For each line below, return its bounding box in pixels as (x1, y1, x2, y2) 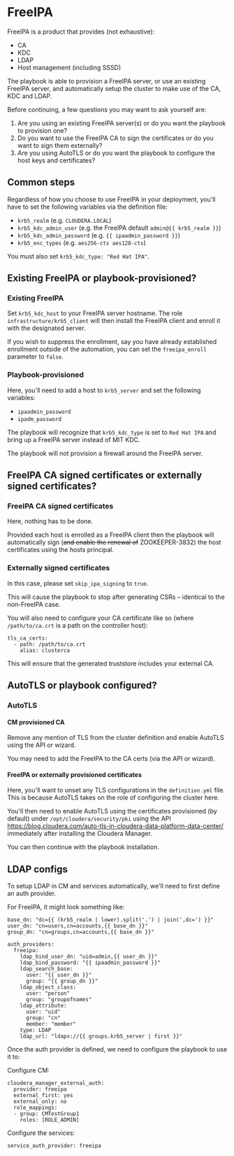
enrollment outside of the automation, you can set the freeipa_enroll (7, 345, 207, 354)
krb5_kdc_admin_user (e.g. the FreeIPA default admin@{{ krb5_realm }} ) (17, 223, 221, 232)
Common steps (7, 177, 75, 188)
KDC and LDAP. (7, 92, 52, 100)
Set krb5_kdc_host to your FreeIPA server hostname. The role (7, 309, 183, 317)
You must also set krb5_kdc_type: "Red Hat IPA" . (7, 252, 150, 260)
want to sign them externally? (17, 141, 103, 149)
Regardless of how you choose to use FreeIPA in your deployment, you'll (7, 195, 216, 203)
